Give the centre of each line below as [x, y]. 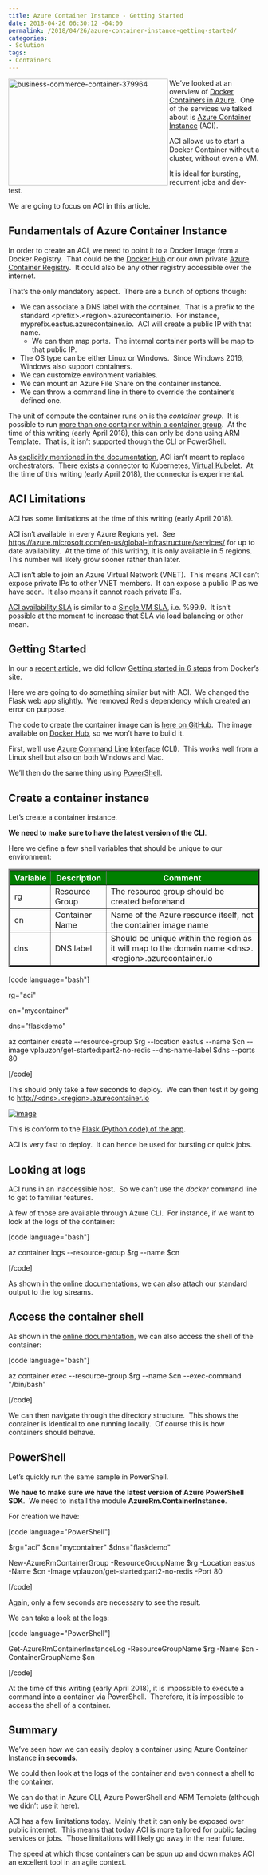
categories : [28, 38]
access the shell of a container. [59, 1705]
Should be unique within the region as [181, 939]
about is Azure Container [210, 117]
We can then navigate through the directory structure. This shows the [124, 1415]
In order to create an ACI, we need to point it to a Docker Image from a [124, 250]
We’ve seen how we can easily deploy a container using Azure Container [128, 1749]
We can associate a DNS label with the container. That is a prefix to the [137, 307]
